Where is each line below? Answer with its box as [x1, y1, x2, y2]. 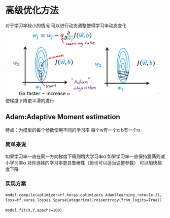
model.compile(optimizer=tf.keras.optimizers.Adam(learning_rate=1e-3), [5, 193, 162, 198]
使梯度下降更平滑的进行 [5, 98, 54, 104]
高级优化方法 [5, 5, 59, 16]
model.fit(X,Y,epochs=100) [5, 208, 62, 213]
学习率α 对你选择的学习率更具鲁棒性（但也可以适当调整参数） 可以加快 [9, 160, 158, 166]
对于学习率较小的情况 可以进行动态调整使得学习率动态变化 [5, 22, 127, 29]
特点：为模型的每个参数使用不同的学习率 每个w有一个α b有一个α [5, 127, 141, 133]
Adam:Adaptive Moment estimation [5, 113, 120, 121]
